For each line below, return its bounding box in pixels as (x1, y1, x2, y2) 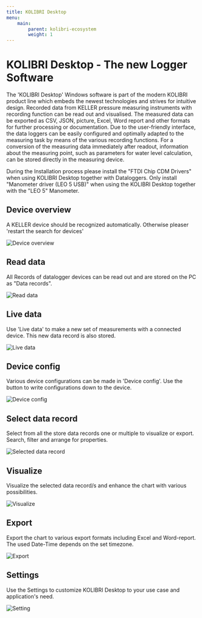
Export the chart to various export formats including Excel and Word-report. (6, 534, 197, 541)
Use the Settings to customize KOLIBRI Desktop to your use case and (6, 586, 180, 594)
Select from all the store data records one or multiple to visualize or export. (6, 429, 195, 437)
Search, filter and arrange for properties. (6, 436, 108, 444)
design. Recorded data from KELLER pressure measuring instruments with (6, 104, 192, 112)
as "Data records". (6, 279, 53, 287)
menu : (6, 15, 20, 21)
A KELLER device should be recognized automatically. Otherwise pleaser (6, 221, 189, 228)
